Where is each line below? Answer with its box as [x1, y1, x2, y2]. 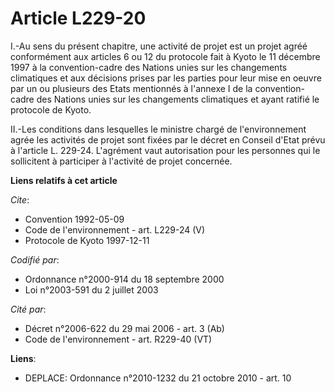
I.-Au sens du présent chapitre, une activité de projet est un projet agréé [10, 40, 308, 52]
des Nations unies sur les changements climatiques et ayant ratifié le [36, 93, 320, 105]
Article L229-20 [10, 7, 147, 30]
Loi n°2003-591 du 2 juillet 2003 [24, 283, 159, 296]
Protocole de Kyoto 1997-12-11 [24, 234, 150, 246]
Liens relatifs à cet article [10, 174, 118, 186]
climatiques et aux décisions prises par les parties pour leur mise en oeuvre [10, 72, 322, 84]
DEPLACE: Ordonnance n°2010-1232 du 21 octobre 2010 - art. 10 [24, 372, 292, 384]
